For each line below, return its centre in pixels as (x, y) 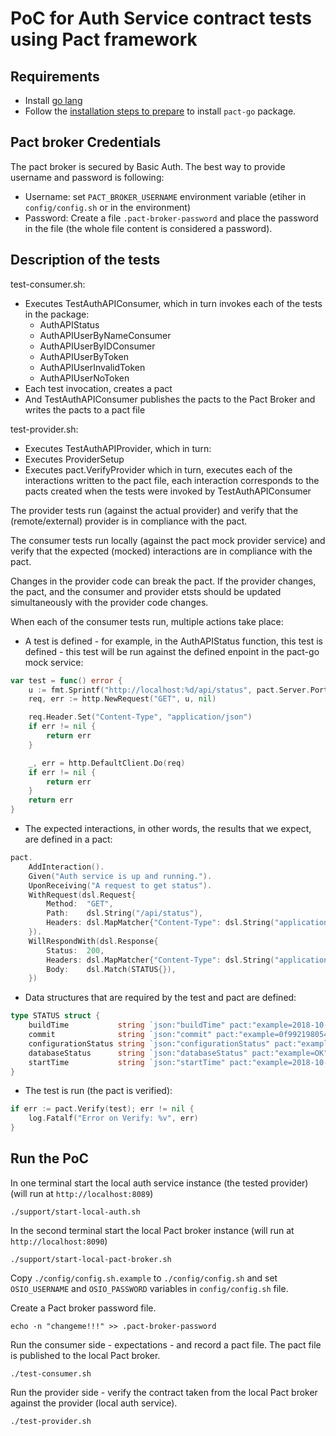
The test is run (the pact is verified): (98, 1091)
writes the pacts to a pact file (85, 409)
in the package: (57, 314)
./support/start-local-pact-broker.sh (91, 1259)
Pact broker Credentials (86, 142)
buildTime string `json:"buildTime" (127, 1025)
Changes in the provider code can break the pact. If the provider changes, (163, 581)
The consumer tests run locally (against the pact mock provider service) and (168, 540)
